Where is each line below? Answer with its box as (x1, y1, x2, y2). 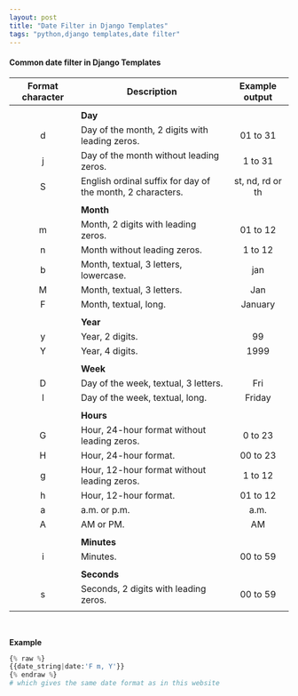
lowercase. (81, 268, 127, 281)
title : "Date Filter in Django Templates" (9, 21, 169, 30)
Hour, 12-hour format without (81, 463, 207, 476)
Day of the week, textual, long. (81, 391, 207, 404)
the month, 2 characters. (81, 186, 184, 198)
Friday (245, 391, 271, 404)
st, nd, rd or (233, 174, 282, 187)
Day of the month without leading (81, 148, 220, 161)
